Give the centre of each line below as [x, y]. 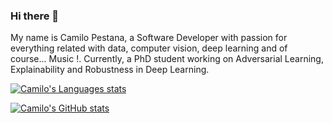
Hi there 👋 [35, 16]
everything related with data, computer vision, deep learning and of [149, 48]
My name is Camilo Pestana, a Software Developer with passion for [149, 38]
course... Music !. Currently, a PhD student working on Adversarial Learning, [167, 59]
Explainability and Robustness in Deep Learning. [110, 70]
